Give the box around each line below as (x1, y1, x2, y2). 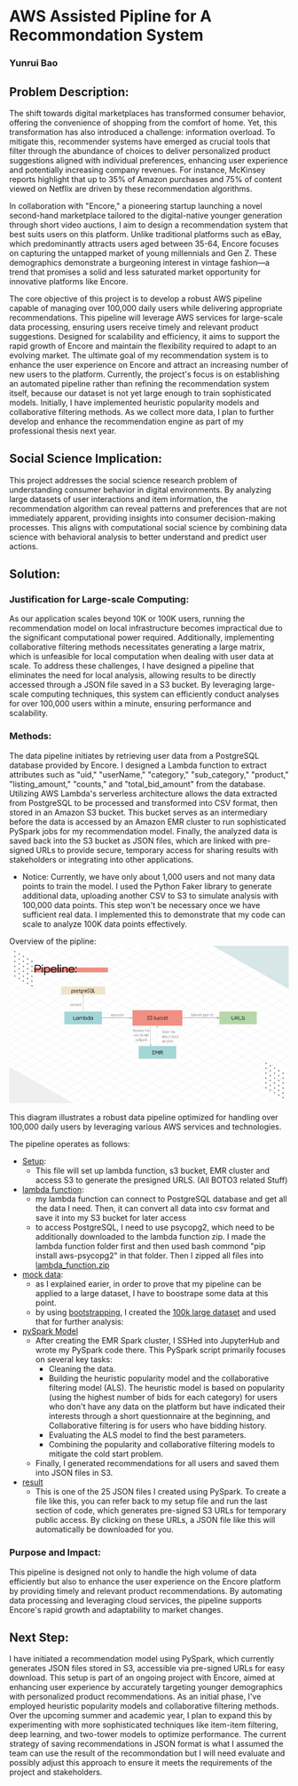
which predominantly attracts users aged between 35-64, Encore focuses (9, 238, 279, 249)
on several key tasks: (35, 1354, 113, 1365)
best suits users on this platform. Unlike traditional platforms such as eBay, (9, 228, 282, 239)
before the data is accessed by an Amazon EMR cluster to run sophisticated (9, 816, 286, 827)
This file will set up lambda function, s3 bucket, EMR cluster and (35, 1166, 271, 1176)
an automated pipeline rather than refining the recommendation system (9, 378, 270, 388)
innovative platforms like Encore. (9, 275, 129, 286)
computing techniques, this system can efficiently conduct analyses (30, 689, 279, 699)
